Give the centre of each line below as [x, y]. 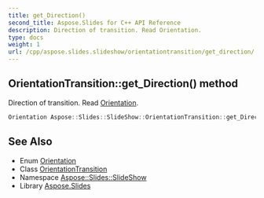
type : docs [26, 37]
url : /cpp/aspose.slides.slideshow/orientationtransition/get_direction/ [132, 52]
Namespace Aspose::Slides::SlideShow [83, 177]
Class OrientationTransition [63, 169]
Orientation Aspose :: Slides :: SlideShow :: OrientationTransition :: [117, 117]
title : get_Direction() [47, 15]
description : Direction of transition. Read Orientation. [105, 30]
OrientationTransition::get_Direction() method [123, 84]
